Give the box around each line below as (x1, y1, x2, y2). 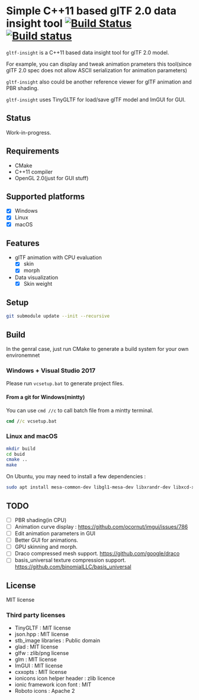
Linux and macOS (6, 432, 58, 440)
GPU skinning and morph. (14, 544, 78, 551)
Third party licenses (6, 611, 66, 619)
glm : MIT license (14, 656, 57, 663)
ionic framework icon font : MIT (14, 681, 92, 688)
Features (6, 238, 40, 248)
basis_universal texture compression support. (14, 557, 126, 564)
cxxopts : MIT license (14, 669, 67, 676)
